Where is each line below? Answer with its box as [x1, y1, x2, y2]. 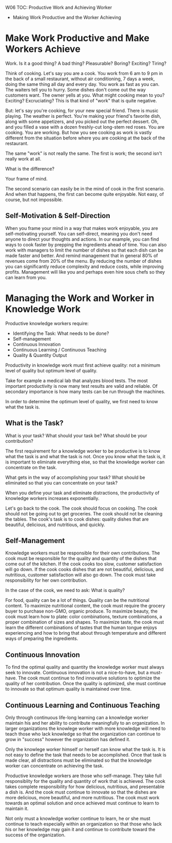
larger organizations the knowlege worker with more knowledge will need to [5, 725, 166, 731]
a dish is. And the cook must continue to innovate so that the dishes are [5, 789, 157, 795]
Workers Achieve [5, 43, 81, 55]
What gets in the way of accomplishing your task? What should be [5, 474, 145, 480]
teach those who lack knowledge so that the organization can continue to [5, 730, 161, 737]
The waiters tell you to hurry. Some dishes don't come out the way [5, 86, 146, 93]
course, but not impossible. [5, 196, 63, 203]
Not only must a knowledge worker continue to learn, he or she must [5, 815, 150, 821]
